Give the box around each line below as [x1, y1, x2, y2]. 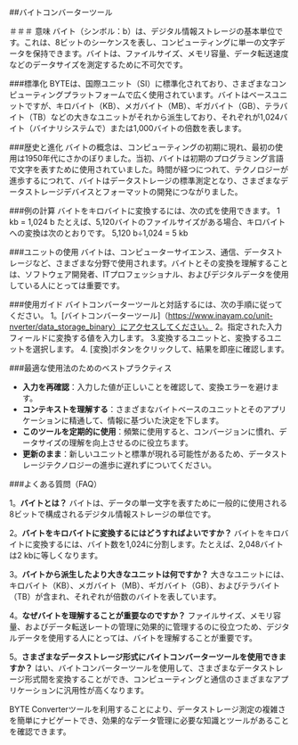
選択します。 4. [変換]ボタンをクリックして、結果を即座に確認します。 [32, 344, 289, 354]
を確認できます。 [9, 726, 71, 737]
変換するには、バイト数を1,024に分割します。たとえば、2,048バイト [32, 539, 284, 550]
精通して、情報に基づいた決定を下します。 [68, 415, 224, 426]
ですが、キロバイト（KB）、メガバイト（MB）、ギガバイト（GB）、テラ [24, 101, 280, 111]
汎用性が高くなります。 [63, 685, 149, 695]
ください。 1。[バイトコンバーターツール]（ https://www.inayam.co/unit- [9, 310, 273, 320]
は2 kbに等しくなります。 [9, 550, 103, 560]
